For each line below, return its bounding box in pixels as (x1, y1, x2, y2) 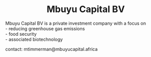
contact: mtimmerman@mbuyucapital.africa (5, 46, 98, 52)
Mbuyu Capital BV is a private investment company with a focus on (5, 20, 146, 26)
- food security (5, 31, 37, 37)
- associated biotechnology (5, 36, 63, 42)
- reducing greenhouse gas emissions (5, 25, 85, 31)
